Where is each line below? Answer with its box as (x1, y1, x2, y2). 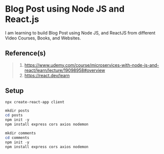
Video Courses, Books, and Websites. (5, 35, 81, 41)
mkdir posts (5, 108, 29, 113)
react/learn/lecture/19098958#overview (24, 67, 105, 73)
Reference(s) (5, 49, 46, 58)
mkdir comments (5, 131, 36, 135)
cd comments (5, 135, 29, 140)
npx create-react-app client (5, 99, 65, 104)
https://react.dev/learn (24, 72, 70, 78)
